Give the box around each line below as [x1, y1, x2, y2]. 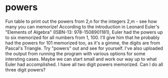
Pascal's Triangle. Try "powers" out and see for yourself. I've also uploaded [5, 45, 163, 51]
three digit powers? [5, 66, 46, 72]
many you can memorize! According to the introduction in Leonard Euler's [5, 23, 160, 29]
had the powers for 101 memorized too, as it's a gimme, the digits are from [5, 40, 160, 46]
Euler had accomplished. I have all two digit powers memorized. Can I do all [5, 61, 163, 67]
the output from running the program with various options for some [5, 50, 146, 57]
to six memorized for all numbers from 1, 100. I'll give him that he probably [5, 34, 160, 41]
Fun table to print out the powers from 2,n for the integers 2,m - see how [5, 18, 157, 24]
